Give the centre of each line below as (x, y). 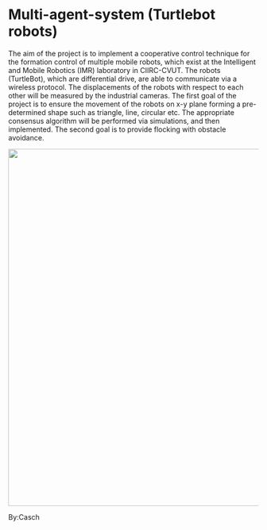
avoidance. (26, 137)
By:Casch (24, 517)
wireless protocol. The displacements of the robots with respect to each (126, 87)
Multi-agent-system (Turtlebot (112, 15)
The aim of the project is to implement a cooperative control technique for (129, 53)
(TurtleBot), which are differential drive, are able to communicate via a (122, 79)
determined (27, 112)
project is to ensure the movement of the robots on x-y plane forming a (124, 104)
